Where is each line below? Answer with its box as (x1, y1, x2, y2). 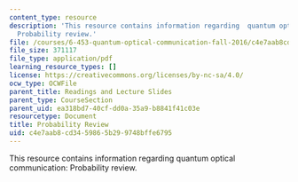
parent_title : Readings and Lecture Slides (9, 87, 173, 96)
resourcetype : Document (9, 112, 98, 121)
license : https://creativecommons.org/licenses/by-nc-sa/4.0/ (9, 71, 244, 80)
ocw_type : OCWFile (9, 79, 77, 88)
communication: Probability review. (9, 162, 137, 173)
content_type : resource (9, 12, 98, 22)
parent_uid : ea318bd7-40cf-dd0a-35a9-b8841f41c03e (9, 104, 200, 113)
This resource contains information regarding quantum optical (9, 153, 236, 163)
